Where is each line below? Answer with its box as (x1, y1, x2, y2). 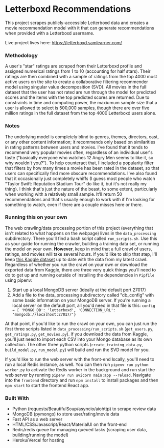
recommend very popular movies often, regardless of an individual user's (5, 149, 153, 155)
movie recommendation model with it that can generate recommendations (5, 25, 154, 30)
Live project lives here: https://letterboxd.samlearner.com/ (5, 39, 122, 45)
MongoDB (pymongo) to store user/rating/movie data (12, 411, 119, 417)
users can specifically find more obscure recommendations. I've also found (5, 170, 158, 176)
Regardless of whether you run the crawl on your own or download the (5, 262, 148, 268)
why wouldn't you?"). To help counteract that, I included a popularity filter (5, 160, 154, 166)
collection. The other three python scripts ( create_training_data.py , (5, 341, 143, 347)
